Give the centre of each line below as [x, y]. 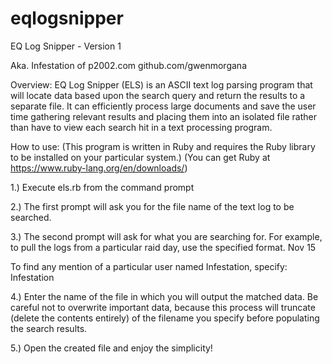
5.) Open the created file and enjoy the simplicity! [111, 348]
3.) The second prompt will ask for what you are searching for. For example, [166, 236]
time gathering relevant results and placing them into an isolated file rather [163, 116]
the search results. [49, 328]
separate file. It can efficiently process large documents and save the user [163, 106]
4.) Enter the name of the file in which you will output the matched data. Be [164, 296]
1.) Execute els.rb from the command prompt [102, 187]
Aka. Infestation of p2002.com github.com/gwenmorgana [128, 65]
